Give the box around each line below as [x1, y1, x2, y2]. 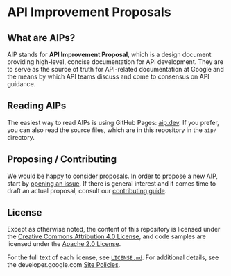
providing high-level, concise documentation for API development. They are [7, 58, 224, 66]
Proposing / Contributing [7, 154, 117, 165]
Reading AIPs [7, 100, 67, 112]
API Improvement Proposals [7, 4, 171, 20]
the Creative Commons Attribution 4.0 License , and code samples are [7, 232, 206, 241]
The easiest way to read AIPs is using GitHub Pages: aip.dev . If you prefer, [7, 118, 220, 127]
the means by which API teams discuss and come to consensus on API [7, 72, 209, 81]
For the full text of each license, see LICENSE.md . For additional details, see [7, 253, 219, 261]
